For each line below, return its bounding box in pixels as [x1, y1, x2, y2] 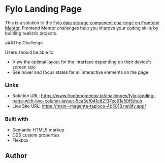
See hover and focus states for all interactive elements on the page [12, 69, 149, 75]
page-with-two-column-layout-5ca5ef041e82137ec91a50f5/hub [12, 98, 142, 104]
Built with [5, 116, 29, 123]
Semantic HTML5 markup [12, 127, 65, 132]
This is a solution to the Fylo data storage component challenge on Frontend [5, 20, 160, 26]
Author [5, 151, 27, 160]
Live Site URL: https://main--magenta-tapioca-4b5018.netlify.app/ [12, 103, 146, 109]
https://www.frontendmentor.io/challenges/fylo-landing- [41, 93, 156, 99]
